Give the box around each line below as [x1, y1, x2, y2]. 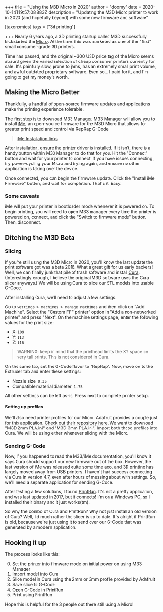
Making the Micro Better [5, 88, 80, 97]
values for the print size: [5, 319, 54, 325]
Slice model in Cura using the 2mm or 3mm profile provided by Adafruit [12, 576, 156, 582]
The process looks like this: [5, 551, 60, 557]
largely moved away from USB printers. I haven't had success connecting [5, 469, 152, 475]
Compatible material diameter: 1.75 [12, 383, 83, 389]
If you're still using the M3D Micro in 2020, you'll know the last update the [5, 259, 153, 265]
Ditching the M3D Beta [5, 233, 75, 242]
